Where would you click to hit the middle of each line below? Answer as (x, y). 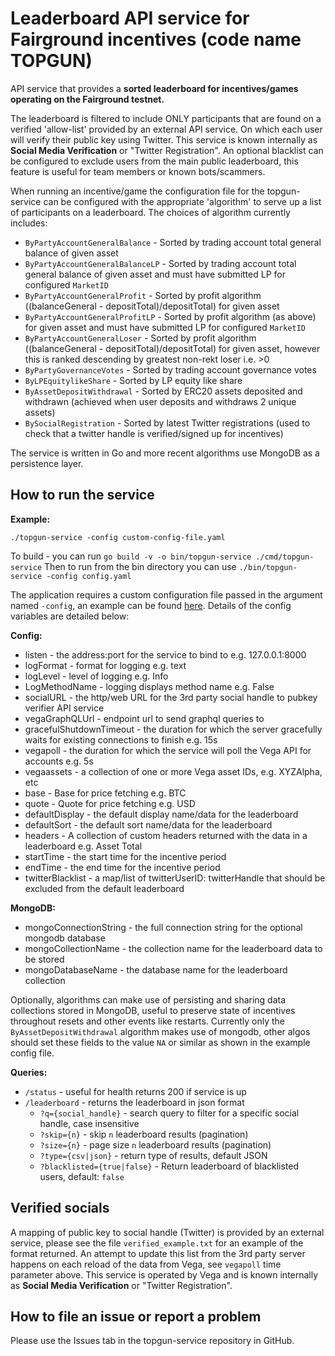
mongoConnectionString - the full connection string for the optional (163, 927)
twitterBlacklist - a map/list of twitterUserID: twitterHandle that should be (175, 878)
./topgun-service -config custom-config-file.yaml (118, 537)
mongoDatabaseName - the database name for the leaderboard (156, 969)
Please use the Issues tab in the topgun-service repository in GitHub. (152, 1341)
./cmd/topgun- (285, 557)
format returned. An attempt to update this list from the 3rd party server (158, 1253)
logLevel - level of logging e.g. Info (96, 676)
